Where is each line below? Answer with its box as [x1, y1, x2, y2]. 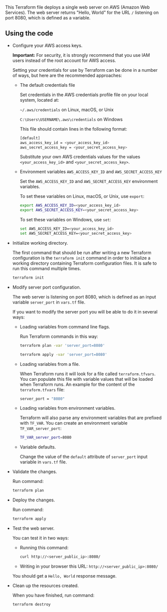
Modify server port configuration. [12, 284, 81, 290]
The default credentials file [19, 82, 75, 88]
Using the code [5, 29, 53, 38]
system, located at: [19, 97, 59, 103]
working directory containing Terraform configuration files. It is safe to [12, 260, 157, 266]
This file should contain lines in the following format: [19, 126, 127, 132]
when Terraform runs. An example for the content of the [19, 381, 135, 387]
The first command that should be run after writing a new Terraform [12, 249, 152, 256]
